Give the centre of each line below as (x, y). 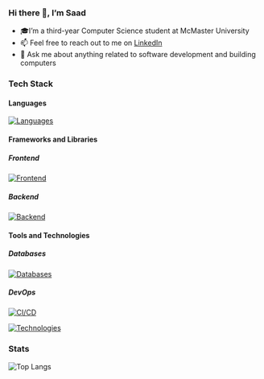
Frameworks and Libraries (53, 139)
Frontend (24, 158)
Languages (27, 103)
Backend (23, 196)
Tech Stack (31, 84)
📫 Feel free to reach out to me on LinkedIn (91, 43)
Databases (27, 253)
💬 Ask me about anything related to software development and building (138, 55)
